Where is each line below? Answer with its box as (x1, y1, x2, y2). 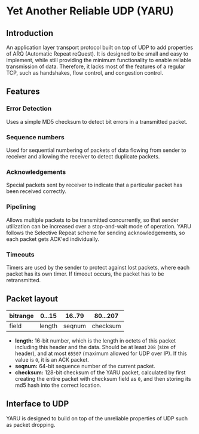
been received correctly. (6, 188, 67, 195)
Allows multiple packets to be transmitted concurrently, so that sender (6, 216, 179, 224)
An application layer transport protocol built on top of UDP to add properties (6, 44, 193, 51)
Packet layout (6, 294, 59, 304)
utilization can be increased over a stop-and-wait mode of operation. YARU (6, 222, 191, 230)
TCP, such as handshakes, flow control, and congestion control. (6, 69, 163, 76)
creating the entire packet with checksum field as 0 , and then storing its (14, 375, 191, 382)
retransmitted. (6, 276, 41, 283)
